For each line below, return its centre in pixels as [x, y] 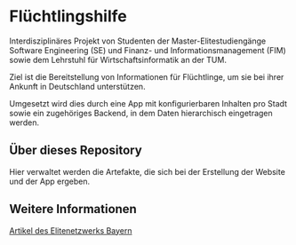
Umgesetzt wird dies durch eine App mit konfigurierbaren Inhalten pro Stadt [148, 103]
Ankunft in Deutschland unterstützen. [77, 86]
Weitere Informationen [73, 209]
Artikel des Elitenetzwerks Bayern [71, 230]
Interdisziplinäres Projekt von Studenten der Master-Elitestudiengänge [138, 41]
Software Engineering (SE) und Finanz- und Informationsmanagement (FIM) [148, 50]
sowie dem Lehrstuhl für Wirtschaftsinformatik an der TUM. [118, 59]
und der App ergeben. [50, 181]
